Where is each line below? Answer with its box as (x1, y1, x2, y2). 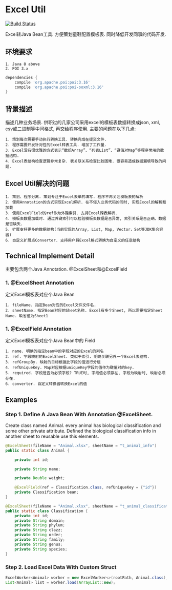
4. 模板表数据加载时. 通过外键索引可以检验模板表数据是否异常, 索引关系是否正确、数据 (5, 216, 166, 221)
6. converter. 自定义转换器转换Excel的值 (5, 381, 87, 386)
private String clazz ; (14, 527, 63, 533)
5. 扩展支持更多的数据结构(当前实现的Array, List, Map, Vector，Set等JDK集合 (5, 227, 160, 232)
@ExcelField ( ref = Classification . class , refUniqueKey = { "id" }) (14, 485, 157, 490)
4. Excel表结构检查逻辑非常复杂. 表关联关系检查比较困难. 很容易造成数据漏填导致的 (5, 159, 163, 164)
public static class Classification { (5, 508, 88, 514)
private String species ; (14, 546, 68, 552)
